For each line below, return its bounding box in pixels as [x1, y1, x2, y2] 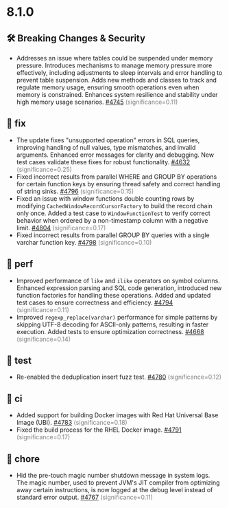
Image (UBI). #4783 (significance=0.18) [16, 419, 128, 427]
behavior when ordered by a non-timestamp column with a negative [16, 216, 208, 224]
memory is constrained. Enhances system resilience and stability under [16, 91, 218, 98]
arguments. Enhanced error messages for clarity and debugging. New [16, 151, 214, 159]
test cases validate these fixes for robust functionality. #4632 [16, 157, 190, 166]
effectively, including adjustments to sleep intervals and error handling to [16, 69, 223, 76]
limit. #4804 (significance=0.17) [16, 223, 106, 232]
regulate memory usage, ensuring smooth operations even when [16, 83, 200, 91]
